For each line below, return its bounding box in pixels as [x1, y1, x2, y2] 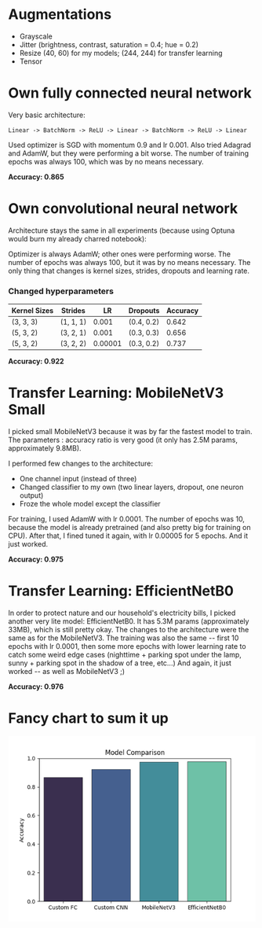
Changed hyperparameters [8, 285, 114, 296]
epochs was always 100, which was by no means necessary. [8, 157, 204, 166]
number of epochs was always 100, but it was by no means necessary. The [8, 257, 251, 267]
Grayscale [19, 31, 53, 41]
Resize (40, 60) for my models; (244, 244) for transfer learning [19, 48, 223, 57]
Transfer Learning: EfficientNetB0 [8, 582, 234, 599]
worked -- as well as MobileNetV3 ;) [8, 666, 126, 676]
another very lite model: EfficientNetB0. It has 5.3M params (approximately [8, 616, 249, 626]
